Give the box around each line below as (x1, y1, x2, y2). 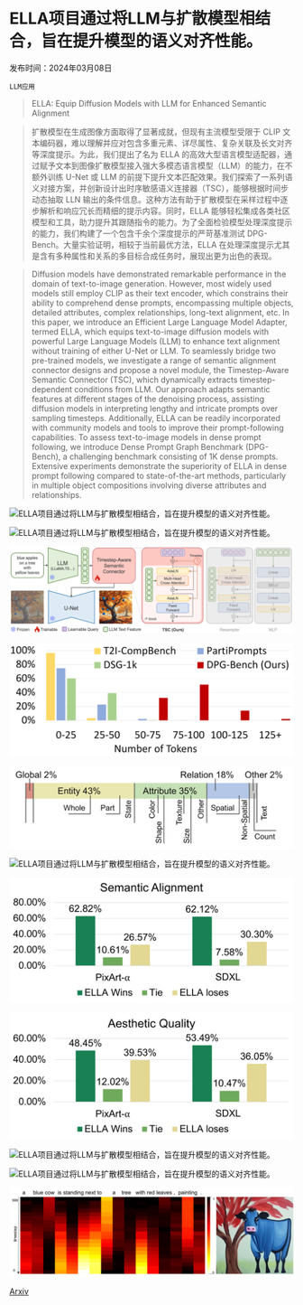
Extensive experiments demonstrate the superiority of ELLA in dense (31, 460, 287, 471)
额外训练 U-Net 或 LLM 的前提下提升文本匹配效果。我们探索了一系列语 (31, 171, 293, 182)
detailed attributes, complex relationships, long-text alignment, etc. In (31, 306, 290, 317)
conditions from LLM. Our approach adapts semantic (74, 383, 271, 394)
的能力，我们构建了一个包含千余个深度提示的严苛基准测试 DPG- (31, 228, 268, 239)
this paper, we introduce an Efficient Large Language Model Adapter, (31, 316, 288, 327)
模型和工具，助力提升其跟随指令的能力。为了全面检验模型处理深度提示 (31, 216, 293, 227)
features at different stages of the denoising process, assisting (31, 393, 264, 404)
